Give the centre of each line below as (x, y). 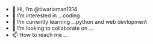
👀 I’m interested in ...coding (46, 15)
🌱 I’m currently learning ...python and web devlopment (80, 22)
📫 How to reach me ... (40, 35)
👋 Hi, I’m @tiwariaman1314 (45, 9)
